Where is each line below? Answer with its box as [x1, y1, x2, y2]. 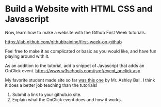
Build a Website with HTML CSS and [5, 3, 153, 14]
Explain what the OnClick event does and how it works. [12, 96, 122, 102]
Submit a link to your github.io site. [12, 92, 81, 97]
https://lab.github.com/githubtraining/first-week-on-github [5, 39, 122, 44]
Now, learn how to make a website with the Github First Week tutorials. [5, 29, 146, 35]
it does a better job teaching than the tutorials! [5, 82, 97, 88]
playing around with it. [5, 53, 49, 59]
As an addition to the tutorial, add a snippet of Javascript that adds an [5, 63, 145, 68]
